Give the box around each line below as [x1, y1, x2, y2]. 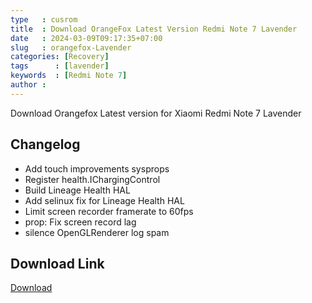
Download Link [10, 255, 105, 272]
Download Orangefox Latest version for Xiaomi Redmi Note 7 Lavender [10, 107, 302, 119]
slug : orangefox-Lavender [10, 42, 132, 53]
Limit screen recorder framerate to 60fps [24, 205, 194, 217]
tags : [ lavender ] [10, 61, 110, 71]
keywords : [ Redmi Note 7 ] [10, 71, 128, 81]
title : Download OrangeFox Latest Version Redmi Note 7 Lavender [10, 24, 298, 34]
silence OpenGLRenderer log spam [24, 226, 170, 238]
